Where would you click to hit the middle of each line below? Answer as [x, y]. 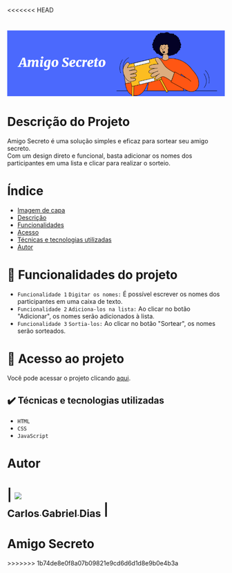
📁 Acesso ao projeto [66, 359]
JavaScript [33, 436]
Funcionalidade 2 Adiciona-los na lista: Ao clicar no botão [104, 309]
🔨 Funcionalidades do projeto [93, 275]
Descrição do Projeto [68, 122]
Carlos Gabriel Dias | [58, 511]
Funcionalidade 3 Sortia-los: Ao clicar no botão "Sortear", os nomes [116, 324]
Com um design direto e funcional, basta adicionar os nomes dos [100, 156]
